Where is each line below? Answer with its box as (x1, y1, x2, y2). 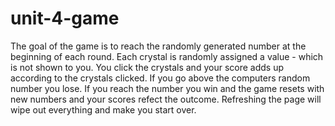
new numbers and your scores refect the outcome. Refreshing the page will (10, 93, 322, 105)
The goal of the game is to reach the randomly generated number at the (10, 40, 307, 52)
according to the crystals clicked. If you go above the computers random (10, 72, 311, 84)
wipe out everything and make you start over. (10, 103, 197, 116)
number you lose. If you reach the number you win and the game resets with (10, 82, 325, 94)
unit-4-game (10, 7, 120, 30)
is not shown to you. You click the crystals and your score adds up (10, 61, 284, 73)
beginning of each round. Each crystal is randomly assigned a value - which (10, 50, 324, 62)
